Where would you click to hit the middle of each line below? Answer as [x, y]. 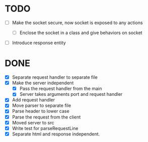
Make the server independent [43, 83]
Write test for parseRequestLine [45, 128]
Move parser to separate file [41, 105]
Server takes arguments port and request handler [71, 94]
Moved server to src [33, 122]
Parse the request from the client [46, 117]
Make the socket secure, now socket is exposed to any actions [77, 23]
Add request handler [33, 100]
